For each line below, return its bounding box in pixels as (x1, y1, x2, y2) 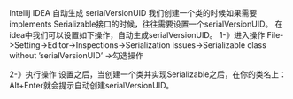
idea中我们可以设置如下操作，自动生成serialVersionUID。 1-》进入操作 (9, 30, 266, 40)
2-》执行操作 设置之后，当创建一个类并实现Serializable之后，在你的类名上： (9, 69, 288, 80)
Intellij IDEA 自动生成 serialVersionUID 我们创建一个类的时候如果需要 (9, 8, 258, 18)
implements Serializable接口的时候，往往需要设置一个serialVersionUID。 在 (9, 19, 283, 29)
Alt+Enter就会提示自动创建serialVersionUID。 (9, 80, 174, 90)
